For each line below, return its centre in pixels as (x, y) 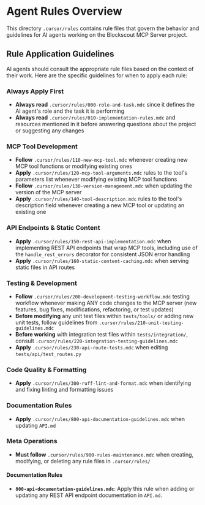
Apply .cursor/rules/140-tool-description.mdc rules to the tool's (99, 199)
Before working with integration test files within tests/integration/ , (102, 334)
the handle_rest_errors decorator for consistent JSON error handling (102, 254)
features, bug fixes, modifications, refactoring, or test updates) (95, 309)
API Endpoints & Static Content (53, 228)
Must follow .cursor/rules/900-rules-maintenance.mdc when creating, (104, 454)
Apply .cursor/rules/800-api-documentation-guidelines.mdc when (100, 419)
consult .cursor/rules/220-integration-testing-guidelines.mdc (97, 341)
